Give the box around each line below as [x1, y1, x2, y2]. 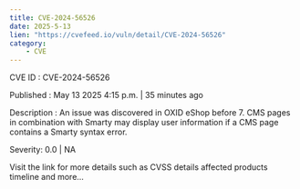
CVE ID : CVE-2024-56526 [9, 72, 110, 83]
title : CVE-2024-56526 [9, 13, 96, 23]
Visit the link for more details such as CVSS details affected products [9, 162, 268, 173]
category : [9, 38, 47, 48]
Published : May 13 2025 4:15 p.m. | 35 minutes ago [9, 90, 203, 101]
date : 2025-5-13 [9, 22, 71, 31]
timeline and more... [9, 172, 85, 183]
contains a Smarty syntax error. [9, 126, 128, 137]
